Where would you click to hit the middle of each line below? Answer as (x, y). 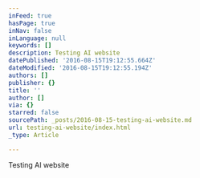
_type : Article (34, 135)
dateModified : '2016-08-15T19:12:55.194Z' (80, 68)
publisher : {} (32, 83)
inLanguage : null (37, 38)
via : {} (21, 105)
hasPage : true (32, 23)
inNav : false (30, 30)
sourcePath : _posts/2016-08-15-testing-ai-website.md (100, 120)
